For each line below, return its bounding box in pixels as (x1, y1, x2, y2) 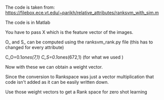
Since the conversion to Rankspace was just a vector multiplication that (5, 74, 154, 80)
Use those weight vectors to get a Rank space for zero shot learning (5, 89, 148, 95)
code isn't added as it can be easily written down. (5, 79, 109, 85)
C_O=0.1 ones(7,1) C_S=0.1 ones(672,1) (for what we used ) (5, 54, 124, 60)
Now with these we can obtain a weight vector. (5, 64, 103, 70)
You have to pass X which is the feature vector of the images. (5, 29, 134, 35)
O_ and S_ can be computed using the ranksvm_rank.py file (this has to (5, 39, 153, 45)
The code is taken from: (5, 5, 55, 10)
